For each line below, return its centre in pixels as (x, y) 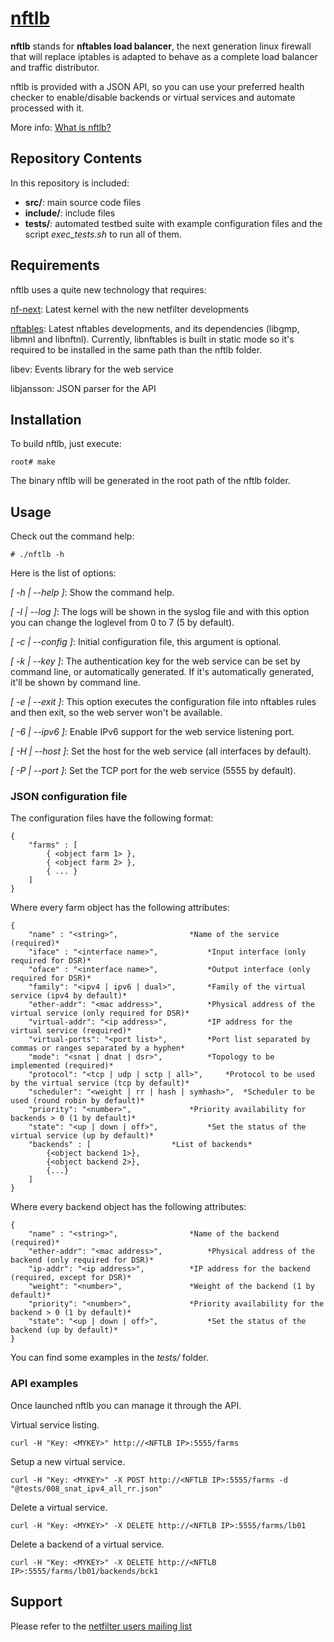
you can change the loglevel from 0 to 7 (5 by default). (122, 623)
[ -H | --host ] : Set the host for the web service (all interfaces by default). (161, 751)
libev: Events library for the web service (92, 369)
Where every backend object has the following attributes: (128, 1207)
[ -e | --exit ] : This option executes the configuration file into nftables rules (163, 702)
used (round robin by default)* (77, 1101)
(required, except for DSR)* (71, 1278)
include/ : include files (70, 213)
